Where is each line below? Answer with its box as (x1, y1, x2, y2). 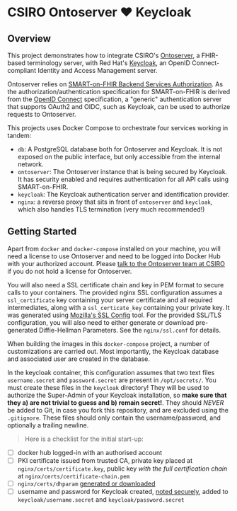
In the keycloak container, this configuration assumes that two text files (7, 368, 215, 377)
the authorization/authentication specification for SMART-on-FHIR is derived (7, 88, 231, 96)
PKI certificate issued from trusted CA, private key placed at (17, 456, 193, 464)
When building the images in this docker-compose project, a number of (7, 339, 210, 348)
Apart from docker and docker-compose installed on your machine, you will (7, 244, 221, 253)
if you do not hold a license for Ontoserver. (7, 267, 132, 275)
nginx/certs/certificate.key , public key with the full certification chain (17, 464, 228, 473)
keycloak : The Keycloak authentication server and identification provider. (17, 190, 230, 198)
